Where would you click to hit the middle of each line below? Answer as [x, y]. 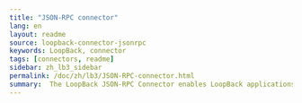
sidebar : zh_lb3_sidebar [56, 68]
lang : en [26, 26]
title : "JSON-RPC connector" [64, 17]
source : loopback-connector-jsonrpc [78, 43]
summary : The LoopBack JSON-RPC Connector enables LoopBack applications [152, 84]
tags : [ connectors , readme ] [62, 59]
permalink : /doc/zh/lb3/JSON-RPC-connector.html [102, 76]
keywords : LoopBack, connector [68, 51]
